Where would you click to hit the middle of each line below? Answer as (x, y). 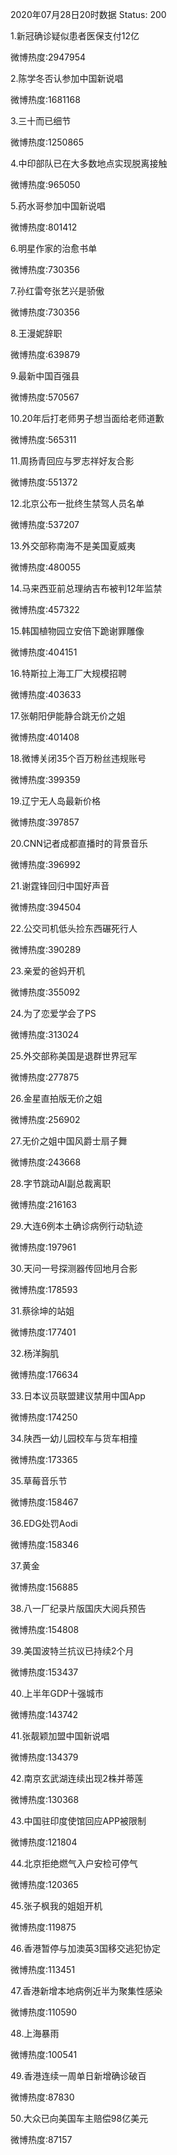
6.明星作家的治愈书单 (54, 248)
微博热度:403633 (46, 694)
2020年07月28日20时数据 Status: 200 (88, 14)
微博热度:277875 (45, 1077)
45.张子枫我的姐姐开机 (56, 1906)
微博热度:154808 (45, 1629)
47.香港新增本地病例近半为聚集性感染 (86, 1991)
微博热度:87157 (41, 2139)
